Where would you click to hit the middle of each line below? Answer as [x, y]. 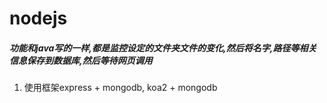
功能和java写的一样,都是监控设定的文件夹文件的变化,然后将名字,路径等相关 [163, 48]
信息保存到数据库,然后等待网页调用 [81, 60]
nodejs [38, 18]
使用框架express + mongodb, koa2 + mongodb [120, 88]
